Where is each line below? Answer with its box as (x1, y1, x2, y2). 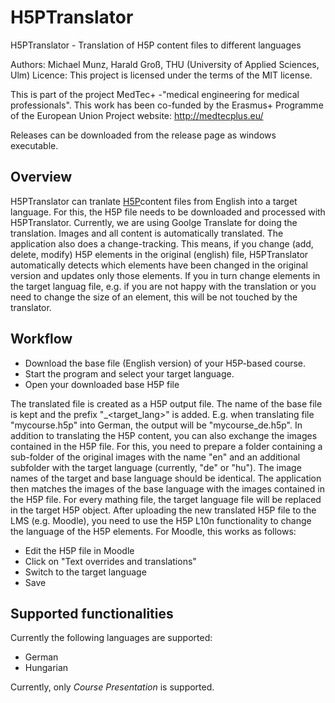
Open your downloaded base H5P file (24, 378, 180, 390)
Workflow (10, 331, 73, 348)
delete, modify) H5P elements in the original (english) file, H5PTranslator (10, 248, 309, 260)
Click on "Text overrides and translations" (24, 555, 197, 567)
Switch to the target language (24, 566, 147, 578)
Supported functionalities (10, 605, 174, 622)
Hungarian (24, 662, 69, 674)
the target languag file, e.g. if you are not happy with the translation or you (10, 280, 317, 292)
